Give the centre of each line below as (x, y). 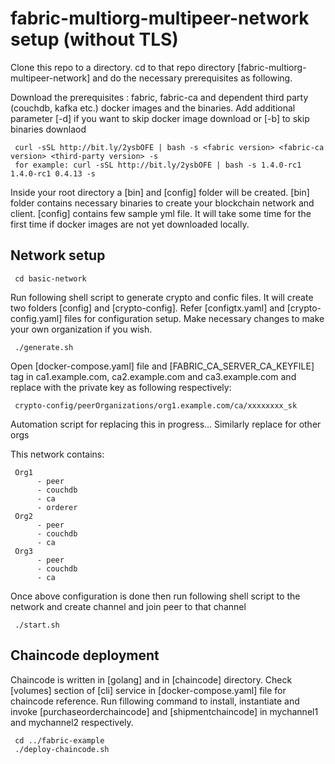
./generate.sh (44, 347)
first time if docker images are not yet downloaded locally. (130, 224)
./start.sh (37, 625)
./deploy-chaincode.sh (62, 749)
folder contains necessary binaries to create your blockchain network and (162, 203)
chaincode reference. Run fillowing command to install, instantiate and (155, 701)
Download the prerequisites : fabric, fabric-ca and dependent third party (159, 97)
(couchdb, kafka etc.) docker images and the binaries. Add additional (153, 108)
